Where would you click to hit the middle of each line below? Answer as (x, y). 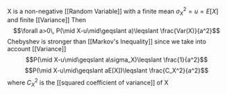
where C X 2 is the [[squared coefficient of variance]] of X (88, 83)
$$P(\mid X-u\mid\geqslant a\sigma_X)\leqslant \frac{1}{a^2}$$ (117, 60)
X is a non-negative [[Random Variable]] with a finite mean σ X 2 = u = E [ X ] (113, 11)
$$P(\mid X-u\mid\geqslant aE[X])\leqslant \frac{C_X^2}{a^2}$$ (117, 70)
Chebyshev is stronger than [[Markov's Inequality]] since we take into (107, 41)
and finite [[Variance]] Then (47, 20)
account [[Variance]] (37, 49)
